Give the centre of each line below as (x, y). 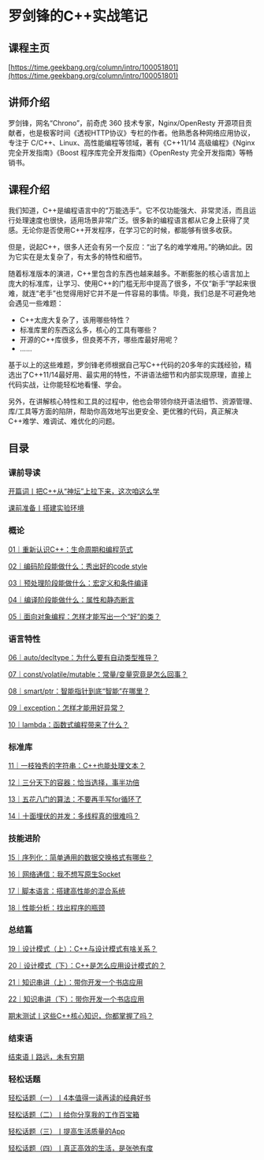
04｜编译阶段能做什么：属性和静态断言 (71, 599)
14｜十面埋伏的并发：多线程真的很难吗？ (74, 816)
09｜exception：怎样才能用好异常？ (67, 708)
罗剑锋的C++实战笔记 (78, 16)
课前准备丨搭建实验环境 (46, 508)
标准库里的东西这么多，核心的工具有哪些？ (89, 329)
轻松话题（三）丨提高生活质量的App (67, 1132)
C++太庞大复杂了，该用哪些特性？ (75, 320)
